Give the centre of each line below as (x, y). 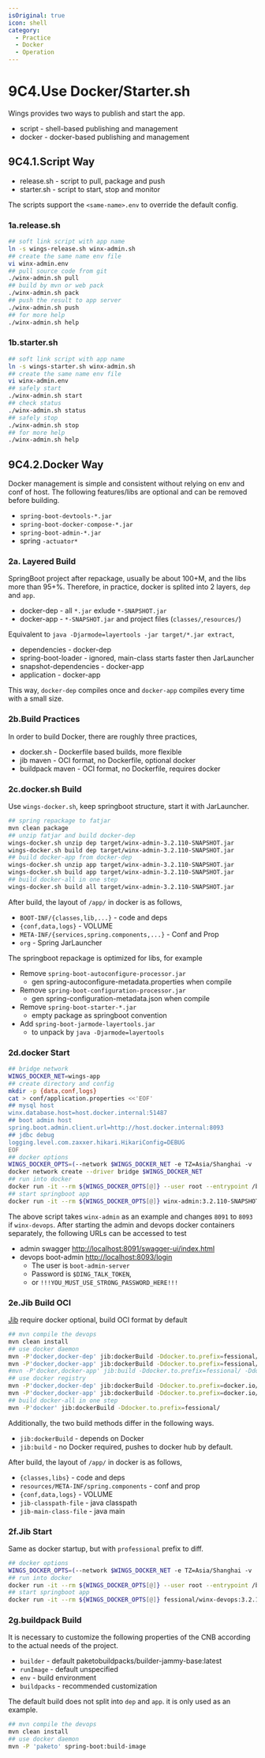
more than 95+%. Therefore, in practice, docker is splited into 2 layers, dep (129, 587)
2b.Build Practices (44, 719)
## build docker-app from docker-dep (70, 858)
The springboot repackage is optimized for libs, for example (105, 958)
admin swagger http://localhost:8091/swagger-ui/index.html (117, 1248)
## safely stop (33, 418)
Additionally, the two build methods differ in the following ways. (111, 1423)
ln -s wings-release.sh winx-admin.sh (72, 249)
